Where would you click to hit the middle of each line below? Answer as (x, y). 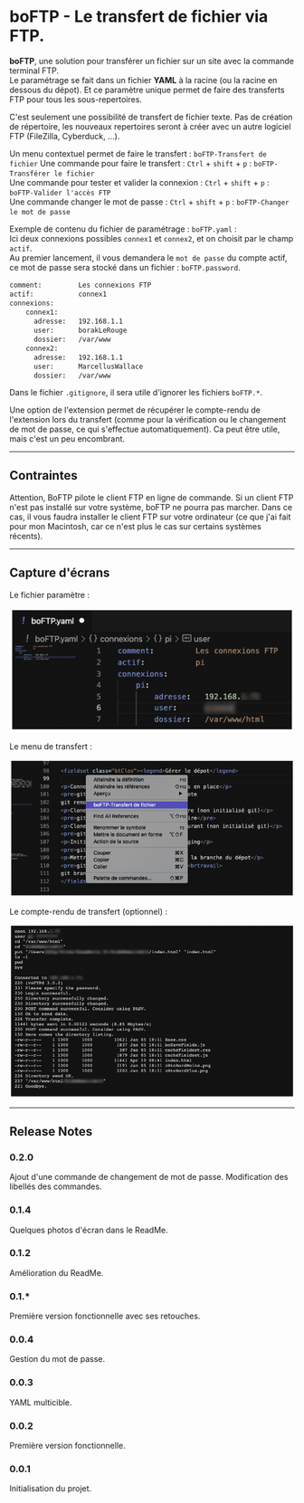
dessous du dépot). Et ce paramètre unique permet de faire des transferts (147, 90)
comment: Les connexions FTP (81, 285)
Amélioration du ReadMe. (57, 1272)
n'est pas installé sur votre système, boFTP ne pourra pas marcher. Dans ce (151, 507)
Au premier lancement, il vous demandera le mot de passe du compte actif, (148, 257)
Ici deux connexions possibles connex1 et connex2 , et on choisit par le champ (152, 238)
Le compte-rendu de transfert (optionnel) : (88, 911)
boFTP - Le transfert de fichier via (139, 17)
